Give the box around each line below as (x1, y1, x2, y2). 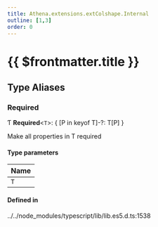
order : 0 (7, 23, 33, 30)
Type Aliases (7, 82, 65, 93)
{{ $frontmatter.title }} (7, 53, 140, 70)
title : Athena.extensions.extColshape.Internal (7, 10, 150, 18)
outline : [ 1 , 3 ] (7, 17, 52, 24)
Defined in (7, 196, 39, 205)
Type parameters (7, 148, 59, 157)
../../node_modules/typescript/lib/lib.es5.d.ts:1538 (7, 212, 151, 220)
